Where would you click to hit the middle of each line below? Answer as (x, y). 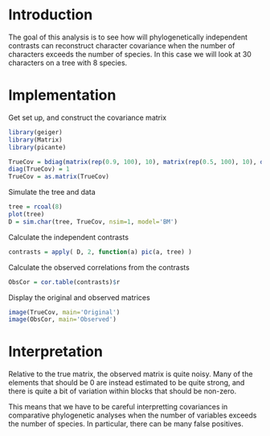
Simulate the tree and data (52, 192)
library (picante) (37, 147)
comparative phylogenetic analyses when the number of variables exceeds (133, 415)
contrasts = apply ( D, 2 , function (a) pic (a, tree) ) (100, 252)
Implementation (62, 95)
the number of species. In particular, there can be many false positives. (126, 424)
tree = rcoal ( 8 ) (35, 207)
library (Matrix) (35, 140)
